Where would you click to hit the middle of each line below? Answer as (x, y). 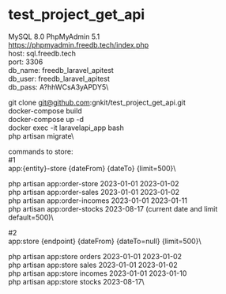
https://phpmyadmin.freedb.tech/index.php (79, 44)
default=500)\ (31, 217)
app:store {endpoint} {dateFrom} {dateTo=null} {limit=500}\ (105, 241)
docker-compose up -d (46, 119)
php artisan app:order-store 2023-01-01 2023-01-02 (94, 183)
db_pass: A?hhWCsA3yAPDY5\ (58, 87)
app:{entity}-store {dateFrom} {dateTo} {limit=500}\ (92, 168)
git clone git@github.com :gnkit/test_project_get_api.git (97, 102)
